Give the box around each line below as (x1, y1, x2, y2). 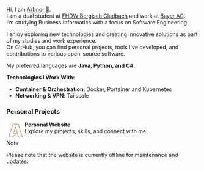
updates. (6, 158, 29, 165)
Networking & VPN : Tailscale (15, 92, 89, 99)
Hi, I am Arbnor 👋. (6, 6, 51, 13)
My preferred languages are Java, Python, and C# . (6, 62, 136, 69)
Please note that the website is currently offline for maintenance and (6, 151, 178, 159)
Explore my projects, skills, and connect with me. (24, 128, 148, 135)
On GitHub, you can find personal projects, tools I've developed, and (6, 43, 179, 51)
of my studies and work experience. (6, 37, 97, 44)
